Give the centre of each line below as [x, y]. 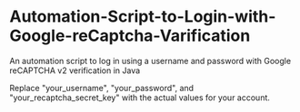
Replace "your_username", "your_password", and [101, 88]
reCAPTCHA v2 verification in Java [75, 70]
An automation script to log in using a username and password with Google [150, 61]
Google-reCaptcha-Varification [130, 36]
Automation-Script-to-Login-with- [143, 17]
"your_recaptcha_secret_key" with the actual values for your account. [140, 98]
